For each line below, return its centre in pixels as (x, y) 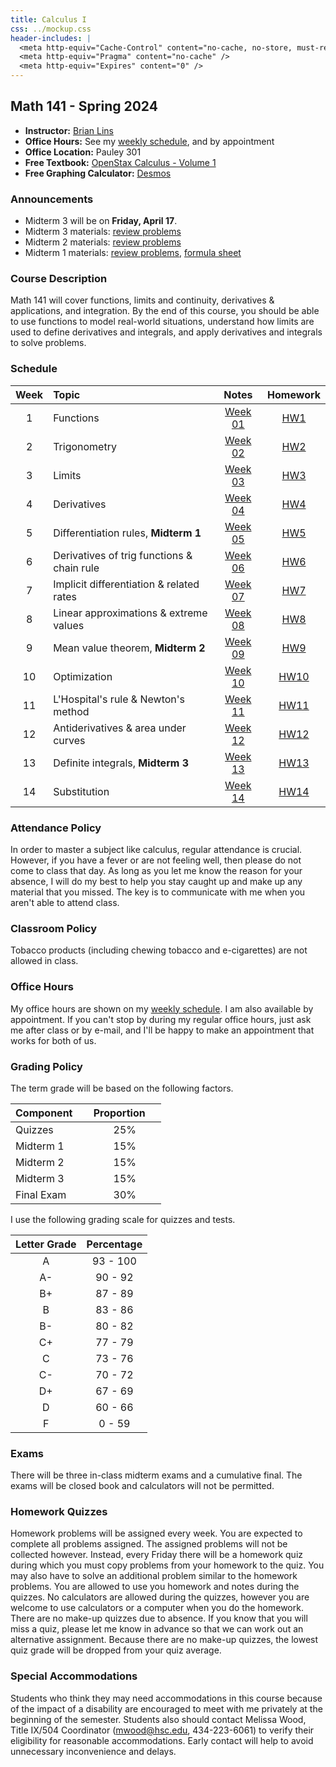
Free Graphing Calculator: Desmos (98, 173)
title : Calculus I (48, 19)
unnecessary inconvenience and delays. (93, 1751)
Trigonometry (85, 446)
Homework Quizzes (59, 1512)
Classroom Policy (54, 928)
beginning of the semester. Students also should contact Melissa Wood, (158, 1719)
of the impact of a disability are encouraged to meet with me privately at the (166, 1708)
